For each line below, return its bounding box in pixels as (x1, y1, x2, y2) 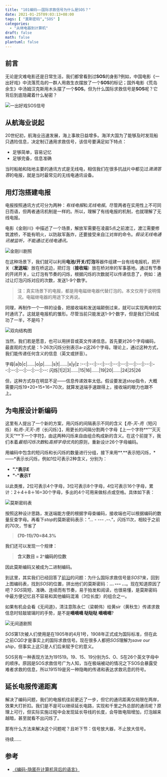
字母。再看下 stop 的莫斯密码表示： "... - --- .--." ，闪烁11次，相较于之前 (18, 517, 160, 522)
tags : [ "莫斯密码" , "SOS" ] (5, 16, 60, 21)
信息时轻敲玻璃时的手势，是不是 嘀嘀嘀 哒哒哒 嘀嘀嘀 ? (5, 610, 114, 616)
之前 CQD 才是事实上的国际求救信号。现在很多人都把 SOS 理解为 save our (5, 637, 150, 643)
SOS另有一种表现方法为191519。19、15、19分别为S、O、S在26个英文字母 (5, 654, 155, 660)
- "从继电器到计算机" (9, 26, 49, 31)
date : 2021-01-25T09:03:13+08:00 (5, 12, 74, 17)
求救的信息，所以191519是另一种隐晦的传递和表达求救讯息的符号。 (13, 666, 149, 672)
